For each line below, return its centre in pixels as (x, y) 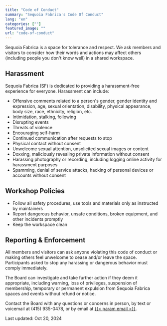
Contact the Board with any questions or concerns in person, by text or (78, 303)
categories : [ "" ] (23, 24)
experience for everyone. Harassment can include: (57, 91)
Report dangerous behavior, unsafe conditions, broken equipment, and (85, 214)
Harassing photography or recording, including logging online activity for (87, 159)
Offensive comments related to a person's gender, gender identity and (84, 101)
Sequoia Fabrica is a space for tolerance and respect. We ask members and (83, 47)
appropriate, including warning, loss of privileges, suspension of (71, 283)
